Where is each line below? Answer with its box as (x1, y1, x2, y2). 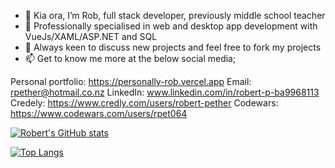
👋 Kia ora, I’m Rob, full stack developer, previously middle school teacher (24, 10, 326, 21)
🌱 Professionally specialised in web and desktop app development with (24, 20, 318, 32)
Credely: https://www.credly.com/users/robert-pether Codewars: (10, 97, 279, 109)
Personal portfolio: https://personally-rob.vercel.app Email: (10, 76, 252, 87)
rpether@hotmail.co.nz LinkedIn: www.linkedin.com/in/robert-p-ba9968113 (10, 86, 320, 98)
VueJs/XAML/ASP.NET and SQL (24, 31, 158, 42)
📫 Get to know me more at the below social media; (24, 53, 237, 64)
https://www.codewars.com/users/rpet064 (10, 108, 188, 119)
